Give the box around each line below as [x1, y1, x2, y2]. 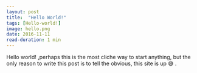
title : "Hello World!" [6, 14, 67, 21]
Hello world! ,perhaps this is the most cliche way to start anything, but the [6, 54, 192, 60]
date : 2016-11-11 [6, 31, 50, 37]
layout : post [6, 8, 40, 15]
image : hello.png [6, 25, 50, 32]
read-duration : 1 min [6, 37, 61, 43]
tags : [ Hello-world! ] [6, 20, 61, 26]
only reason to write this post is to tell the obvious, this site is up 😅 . [6, 60, 177, 67]
